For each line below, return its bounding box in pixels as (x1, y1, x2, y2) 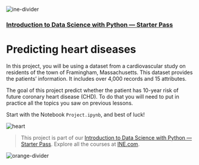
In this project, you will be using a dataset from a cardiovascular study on (6, 62, 186, 69)
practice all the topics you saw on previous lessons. (6, 99, 133, 106)
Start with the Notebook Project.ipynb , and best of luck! (6, 111, 145, 118)
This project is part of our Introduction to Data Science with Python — (20, 134, 192, 141)
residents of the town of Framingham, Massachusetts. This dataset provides (6, 69, 193, 76)
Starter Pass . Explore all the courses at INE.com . (20, 140, 140, 148)
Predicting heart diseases (6, 42, 136, 56)
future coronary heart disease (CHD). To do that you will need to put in (6, 93, 180, 100)
